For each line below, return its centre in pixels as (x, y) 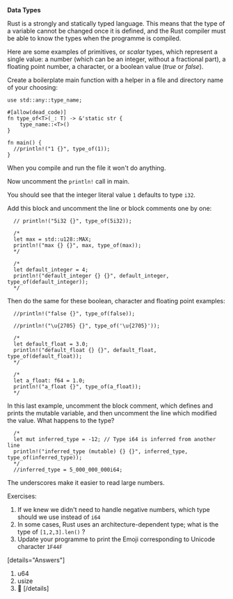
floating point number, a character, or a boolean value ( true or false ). (105, 66)
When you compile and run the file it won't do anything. (87, 168)
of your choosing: (32, 87)
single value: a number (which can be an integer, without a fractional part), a (116, 59)
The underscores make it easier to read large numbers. (86, 482)
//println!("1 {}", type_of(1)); (62, 149)
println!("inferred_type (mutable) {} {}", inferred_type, (101, 452)
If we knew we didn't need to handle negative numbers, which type (113, 510)
